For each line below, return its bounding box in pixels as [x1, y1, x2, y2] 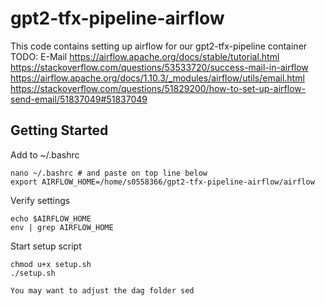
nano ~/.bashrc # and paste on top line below [10, 168, 208, 178]
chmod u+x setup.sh [10, 259, 92, 269]
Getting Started [10, 122, 109, 139]
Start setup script [10, 240, 82, 252]
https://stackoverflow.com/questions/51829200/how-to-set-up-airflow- [10, 82, 307, 94]
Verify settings [10, 194, 71, 206]
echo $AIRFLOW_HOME [10, 213, 92, 224]
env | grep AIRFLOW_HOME [10, 222, 114, 232]
